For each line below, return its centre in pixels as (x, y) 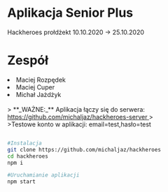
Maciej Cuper (35, 87)
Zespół (28, 60)
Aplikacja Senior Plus (70, 13)
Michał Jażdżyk (39, 94)
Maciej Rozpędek (41, 80)
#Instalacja (24, 143)
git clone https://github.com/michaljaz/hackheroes (84, 149)
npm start (22, 182)
